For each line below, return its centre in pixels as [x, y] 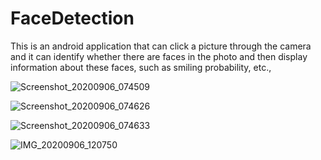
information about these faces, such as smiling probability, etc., [141, 67]
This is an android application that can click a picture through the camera [161, 46]
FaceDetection [72, 18]
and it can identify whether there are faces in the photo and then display [159, 56]
